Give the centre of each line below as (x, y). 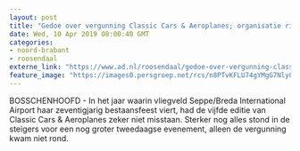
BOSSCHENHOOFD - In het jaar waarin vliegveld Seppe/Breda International (147, 100)
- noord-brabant (39, 51)
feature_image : (37, 75)
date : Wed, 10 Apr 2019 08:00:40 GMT (79, 34)
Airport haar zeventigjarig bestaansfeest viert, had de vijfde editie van (137, 110)
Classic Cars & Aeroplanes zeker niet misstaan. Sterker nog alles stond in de (150, 119)
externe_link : (36, 68)
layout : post (33, 17)
